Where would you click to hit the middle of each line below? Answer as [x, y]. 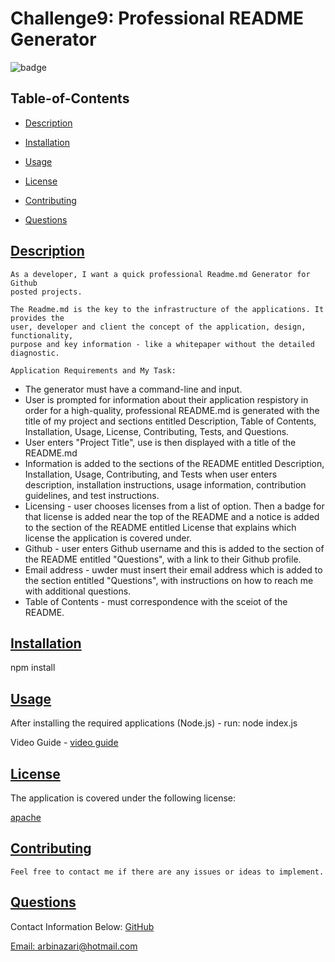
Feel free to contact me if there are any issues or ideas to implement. [167, 872]
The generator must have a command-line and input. [133, 389]
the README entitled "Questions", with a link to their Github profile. [163, 559]
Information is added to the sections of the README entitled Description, [174, 463]
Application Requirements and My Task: [93, 370]
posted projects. [46, 292]
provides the [37, 318]
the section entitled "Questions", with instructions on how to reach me [169, 580]
